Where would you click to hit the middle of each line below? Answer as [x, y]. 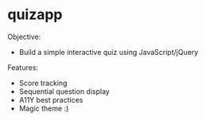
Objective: [24, 37]
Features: [23, 67]
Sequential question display [64, 91]
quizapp [35, 15]
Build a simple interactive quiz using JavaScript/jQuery [109, 52]
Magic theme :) [44, 108]
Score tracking [43, 83]
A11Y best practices [51, 100]
